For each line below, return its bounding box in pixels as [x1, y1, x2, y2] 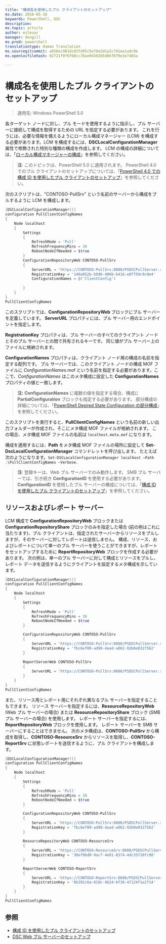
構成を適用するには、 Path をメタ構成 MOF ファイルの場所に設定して [5, 442, 145, 448]
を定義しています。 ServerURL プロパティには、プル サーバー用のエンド [5, 315, 152, 321]
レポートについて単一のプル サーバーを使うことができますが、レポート [13, 543, 158, 548]
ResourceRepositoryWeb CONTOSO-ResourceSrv [23, 839, 114, 844]
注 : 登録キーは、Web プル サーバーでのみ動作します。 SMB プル [17, 469, 147, 475]
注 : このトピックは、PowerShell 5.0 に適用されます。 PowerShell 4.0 [17, 162, 157, 168]
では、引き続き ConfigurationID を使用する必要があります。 [21, 475, 144, 481]
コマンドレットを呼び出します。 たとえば [74, 448, 157, 454]
